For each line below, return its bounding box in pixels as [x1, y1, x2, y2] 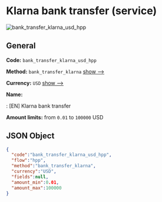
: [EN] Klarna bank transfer [6, 102, 71, 109]
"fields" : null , [11, 174, 49, 180]
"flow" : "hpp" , [11, 158, 46, 164]
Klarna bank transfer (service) [6, 4, 157, 18]
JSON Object [6, 131, 55, 141]
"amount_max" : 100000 [11, 185, 62, 191]
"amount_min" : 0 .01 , [11, 179, 59, 185]
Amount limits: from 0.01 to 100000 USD [6, 113, 104, 120]
